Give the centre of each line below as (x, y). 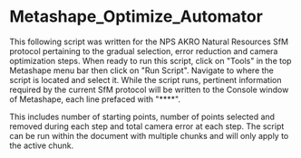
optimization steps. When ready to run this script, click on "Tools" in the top (150, 60)
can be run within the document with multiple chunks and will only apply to (149, 135)
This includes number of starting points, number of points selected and (142, 116)
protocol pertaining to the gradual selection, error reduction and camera (144, 51)
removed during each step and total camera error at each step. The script (147, 126)
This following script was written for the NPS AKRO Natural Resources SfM (149, 42)
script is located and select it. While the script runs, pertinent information (146, 79)
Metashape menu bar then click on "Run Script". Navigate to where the (142, 70)
